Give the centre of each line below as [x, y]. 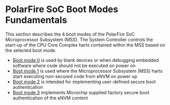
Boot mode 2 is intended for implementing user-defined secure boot [84, 82]
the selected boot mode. [31, 50]
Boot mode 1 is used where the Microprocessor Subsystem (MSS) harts [88, 71]
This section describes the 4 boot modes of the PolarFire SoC [70, 34]
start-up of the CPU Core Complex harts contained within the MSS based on [85, 45]
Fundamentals [36, 20]
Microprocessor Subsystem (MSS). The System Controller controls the [79, 40]
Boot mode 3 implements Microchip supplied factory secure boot [81, 92]
